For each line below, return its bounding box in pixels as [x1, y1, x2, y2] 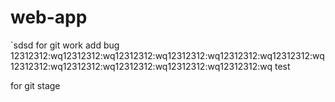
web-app [10, 6, 88, 29]
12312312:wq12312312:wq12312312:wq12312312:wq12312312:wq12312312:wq [10, 49, 325, 61]
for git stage [10, 79, 61, 91]
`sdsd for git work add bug [10, 39, 120, 51]
